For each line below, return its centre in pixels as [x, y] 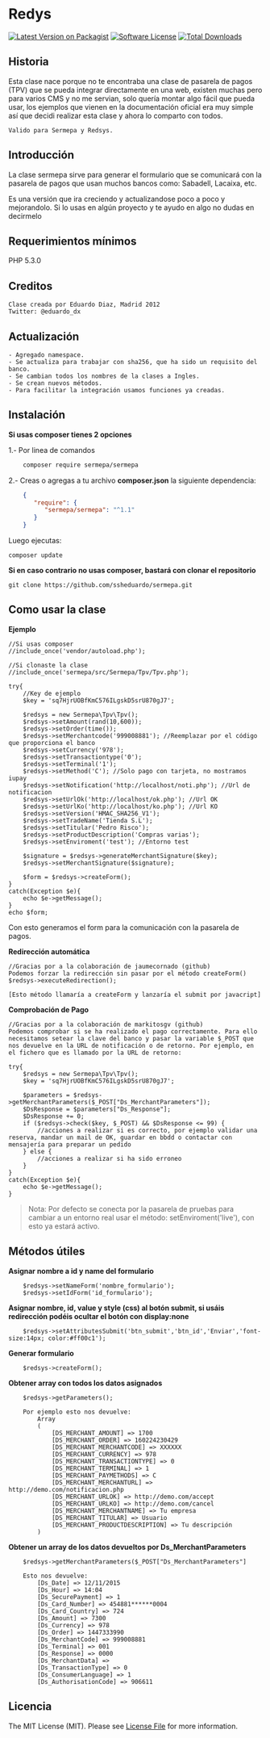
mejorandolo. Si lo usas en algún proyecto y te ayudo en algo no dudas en [131, 207]
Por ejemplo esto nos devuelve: [77, 1412]
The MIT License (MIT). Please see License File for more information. [123, 1726]
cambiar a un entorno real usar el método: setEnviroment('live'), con [141, 1217]
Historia [29, 62]
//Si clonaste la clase [48, 665]
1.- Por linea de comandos [52, 450]
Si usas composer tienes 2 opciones [70, 434]
